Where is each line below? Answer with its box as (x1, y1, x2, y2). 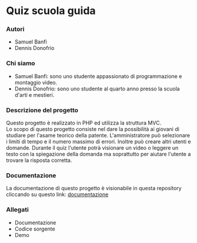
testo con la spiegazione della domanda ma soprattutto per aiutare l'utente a (6, 151, 191, 158)
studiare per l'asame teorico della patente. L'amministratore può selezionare (6, 132, 190, 139)
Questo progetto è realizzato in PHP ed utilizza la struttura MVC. (6, 119, 162, 127)
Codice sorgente (14, 225, 55, 232)
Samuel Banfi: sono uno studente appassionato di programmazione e (14, 72, 182, 80)
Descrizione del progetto (6, 106, 78, 114)
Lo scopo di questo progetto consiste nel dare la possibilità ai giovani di (6, 126, 179, 133)
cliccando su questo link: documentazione (6, 191, 109, 198)
